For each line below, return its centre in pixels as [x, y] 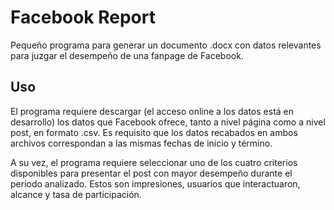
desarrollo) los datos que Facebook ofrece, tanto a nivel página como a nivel [168, 122]
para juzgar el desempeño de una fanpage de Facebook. [127, 55]
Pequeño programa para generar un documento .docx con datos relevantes [166, 45]
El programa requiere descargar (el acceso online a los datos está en [152, 111]
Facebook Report [83, 17]
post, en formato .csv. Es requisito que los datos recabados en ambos [154, 132]
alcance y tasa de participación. [76, 194]
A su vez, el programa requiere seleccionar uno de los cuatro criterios [154, 162]
